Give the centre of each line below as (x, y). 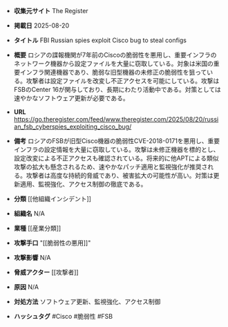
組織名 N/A (29, 213)
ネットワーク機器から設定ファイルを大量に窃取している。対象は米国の (114, 64)
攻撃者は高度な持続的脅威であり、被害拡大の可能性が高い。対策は (120, 175)
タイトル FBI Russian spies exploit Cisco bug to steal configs (100, 40)
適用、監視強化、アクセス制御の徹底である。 (83, 184)
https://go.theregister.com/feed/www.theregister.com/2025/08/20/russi (116, 119)
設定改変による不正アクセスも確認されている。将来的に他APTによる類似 (116, 158)
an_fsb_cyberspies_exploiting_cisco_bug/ (73, 127)
